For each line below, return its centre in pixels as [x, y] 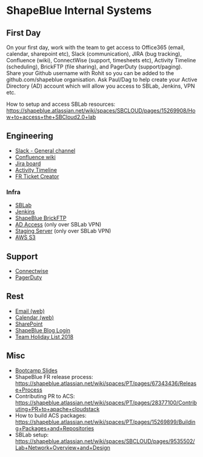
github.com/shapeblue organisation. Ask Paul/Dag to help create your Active [102, 80]
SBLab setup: [32, 435]
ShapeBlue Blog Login [43, 330]
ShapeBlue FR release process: [54, 376]
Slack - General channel [45, 150]
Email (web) [30, 311]
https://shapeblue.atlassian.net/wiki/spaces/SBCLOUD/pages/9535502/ [105, 441]
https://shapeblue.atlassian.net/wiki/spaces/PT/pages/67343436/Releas [106, 383]
